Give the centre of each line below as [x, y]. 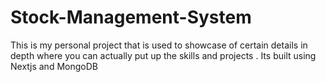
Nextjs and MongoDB [54, 66]
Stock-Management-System [131, 17]
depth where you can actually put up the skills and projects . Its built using [163, 55]
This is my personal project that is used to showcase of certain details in [159, 45]
